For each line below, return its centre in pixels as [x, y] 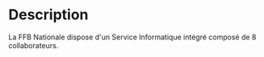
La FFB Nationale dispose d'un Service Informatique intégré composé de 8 [132, 37]
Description [48, 15]
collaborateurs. [34, 45]
